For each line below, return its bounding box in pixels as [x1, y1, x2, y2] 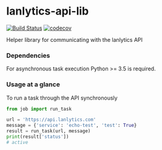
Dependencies [6, 51, 50, 60]
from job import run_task [6, 106, 72, 112]
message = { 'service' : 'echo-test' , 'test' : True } [6, 123, 137, 129]
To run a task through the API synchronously [6, 94, 118, 101]
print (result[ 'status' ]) [6, 134, 69, 140]
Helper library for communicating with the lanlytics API [6, 36, 143, 43]
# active [6, 139, 29, 145]
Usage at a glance [6, 80, 61, 89]
